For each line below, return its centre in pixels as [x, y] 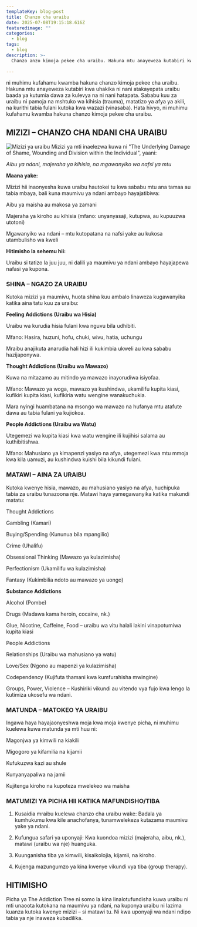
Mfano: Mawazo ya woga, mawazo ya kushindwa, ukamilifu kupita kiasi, [93, 389]
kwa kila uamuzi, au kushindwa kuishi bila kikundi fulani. [74, 459]
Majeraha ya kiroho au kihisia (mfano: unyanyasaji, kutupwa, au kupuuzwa [96, 216]
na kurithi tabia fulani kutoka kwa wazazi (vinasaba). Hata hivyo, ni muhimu [97, 108]
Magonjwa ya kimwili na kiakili [43, 740]
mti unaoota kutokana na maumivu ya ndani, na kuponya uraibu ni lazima [94, 906]
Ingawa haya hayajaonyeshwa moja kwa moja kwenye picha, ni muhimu [93, 723]
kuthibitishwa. [23, 442]
